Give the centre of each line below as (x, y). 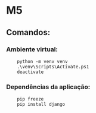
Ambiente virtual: (32, 49)
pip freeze (30, 99)
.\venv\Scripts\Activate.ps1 (53, 67)
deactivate (30, 72)
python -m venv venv (42, 61)
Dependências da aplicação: (48, 87)
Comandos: (28, 32)
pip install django (41, 105)
